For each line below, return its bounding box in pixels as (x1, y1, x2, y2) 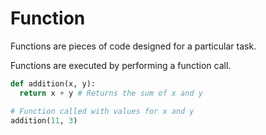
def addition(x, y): (10, 78, 97, 89)
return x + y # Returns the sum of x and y (19, 88, 203, 98)
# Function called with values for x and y (10, 106, 195, 116)
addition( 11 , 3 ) (10, 115, 78, 126)
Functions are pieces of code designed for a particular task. (10, 40, 257, 52)
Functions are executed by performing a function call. (10, 59, 232, 71)
